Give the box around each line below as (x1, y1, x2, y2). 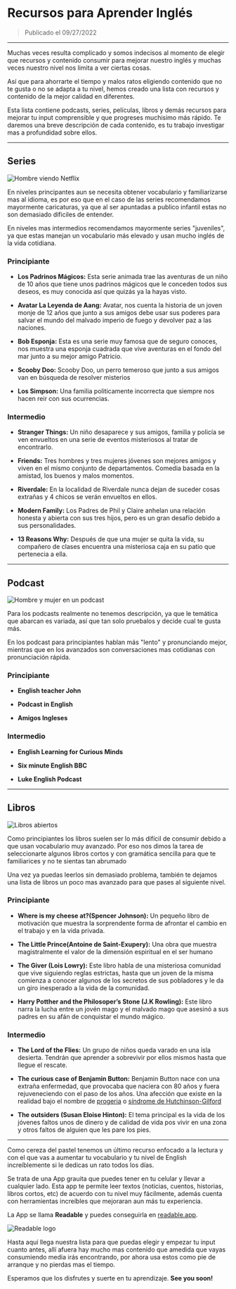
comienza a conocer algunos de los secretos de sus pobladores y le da (17, 976, 224, 985)
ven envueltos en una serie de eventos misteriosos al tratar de (17, 436, 198, 444)
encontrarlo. (17, 443, 53, 452)
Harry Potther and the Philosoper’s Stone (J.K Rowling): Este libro (17, 997, 212, 1006)
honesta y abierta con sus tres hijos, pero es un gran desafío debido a (17, 514, 221, 522)
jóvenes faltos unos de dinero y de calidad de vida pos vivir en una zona (17, 1118, 227, 1127)
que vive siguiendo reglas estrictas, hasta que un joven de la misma (17, 968, 214, 977)
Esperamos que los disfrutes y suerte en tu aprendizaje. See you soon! (7, 1274, 213, 1283)
